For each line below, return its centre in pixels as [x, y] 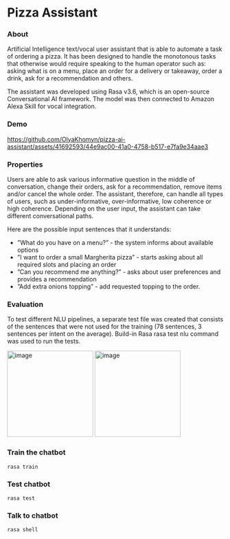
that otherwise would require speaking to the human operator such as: [106, 64]
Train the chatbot [36, 452]
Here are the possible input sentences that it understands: [89, 229]
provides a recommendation [57, 279]
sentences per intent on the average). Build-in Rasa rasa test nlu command [113, 334]
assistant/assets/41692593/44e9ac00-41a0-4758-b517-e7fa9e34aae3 [108, 147]
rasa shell [23, 530]
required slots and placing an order [67, 265]
